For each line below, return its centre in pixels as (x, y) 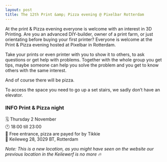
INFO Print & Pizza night (35, 108)
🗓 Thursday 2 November (31, 119)
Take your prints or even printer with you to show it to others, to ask (75, 54)
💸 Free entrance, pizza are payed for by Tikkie (53, 133)
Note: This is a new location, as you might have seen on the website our (79, 148)
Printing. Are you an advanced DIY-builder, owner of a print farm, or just (79, 34)
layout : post (19, 10)
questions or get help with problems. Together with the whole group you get (83, 59)
